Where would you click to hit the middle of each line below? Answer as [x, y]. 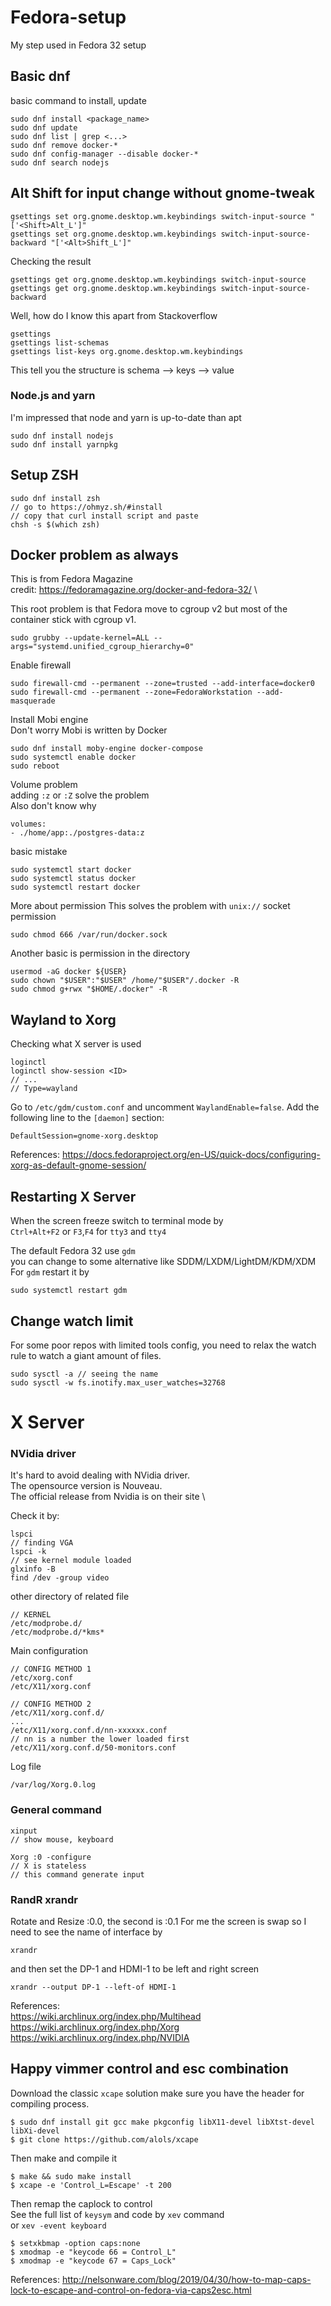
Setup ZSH [44, 475]
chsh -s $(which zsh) [55, 524]
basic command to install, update [78, 100]
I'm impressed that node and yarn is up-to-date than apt [126, 417]
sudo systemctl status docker [73, 879]
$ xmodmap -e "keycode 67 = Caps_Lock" [93, 2261]
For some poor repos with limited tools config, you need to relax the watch [163, 1345]
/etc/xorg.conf [42, 1678]
